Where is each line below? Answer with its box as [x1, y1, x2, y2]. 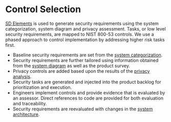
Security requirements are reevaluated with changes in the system [12, 106, 153, 112]
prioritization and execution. [12, 84, 72, 90]
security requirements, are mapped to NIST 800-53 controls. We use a [5, 31, 155, 37]
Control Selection [5, 4, 81, 15]
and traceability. [12, 100, 47, 106]
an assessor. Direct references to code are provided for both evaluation [12, 95, 164, 101]
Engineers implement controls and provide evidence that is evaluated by [12, 89, 165, 96]
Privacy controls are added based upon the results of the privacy [12, 68, 150, 74]
